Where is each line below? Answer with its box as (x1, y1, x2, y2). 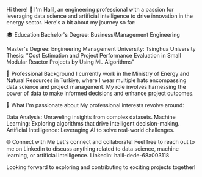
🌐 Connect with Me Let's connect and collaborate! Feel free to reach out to (6, 138, 195, 145)
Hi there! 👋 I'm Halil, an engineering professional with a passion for (6, 6, 174, 13)
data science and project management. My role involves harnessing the (6, 83, 186, 90)
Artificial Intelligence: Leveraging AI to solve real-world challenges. (6, 126, 175, 134)
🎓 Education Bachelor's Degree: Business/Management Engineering (6, 31, 180, 38)
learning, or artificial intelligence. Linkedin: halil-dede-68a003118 (6, 152, 170, 159)
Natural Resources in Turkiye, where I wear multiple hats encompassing (6, 77, 187, 84)
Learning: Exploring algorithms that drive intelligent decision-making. (6, 120, 180, 127)
